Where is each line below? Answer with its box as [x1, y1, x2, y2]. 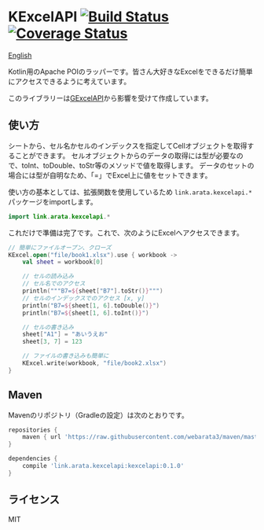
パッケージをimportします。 [8, 197, 98, 206]
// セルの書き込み [22, 323, 75, 331]
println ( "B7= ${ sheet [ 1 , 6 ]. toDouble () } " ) [22, 301, 159, 310]
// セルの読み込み [22, 272, 75, 281]
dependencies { [8, 455, 58, 463]
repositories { [8, 425, 58, 434]
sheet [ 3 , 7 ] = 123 [22, 338, 82, 346]
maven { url [22, 433, 61, 441]
